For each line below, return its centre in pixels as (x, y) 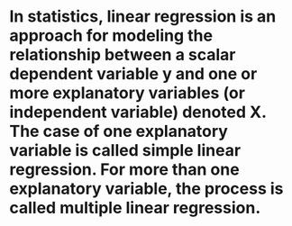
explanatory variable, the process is (146, 189)
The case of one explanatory (119, 131)
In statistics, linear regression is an (143, 17)
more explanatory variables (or (128, 93)
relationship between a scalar (123, 55)
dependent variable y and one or (133, 74)
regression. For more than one (125, 170)
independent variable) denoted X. (138, 112)
